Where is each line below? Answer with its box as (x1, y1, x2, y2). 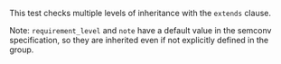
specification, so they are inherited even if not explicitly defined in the (9, 35, 269, 45)
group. (9, 44, 34, 55)
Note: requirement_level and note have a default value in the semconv (9, 25, 272, 35)
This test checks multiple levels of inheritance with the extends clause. (9, 8, 271, 18)
